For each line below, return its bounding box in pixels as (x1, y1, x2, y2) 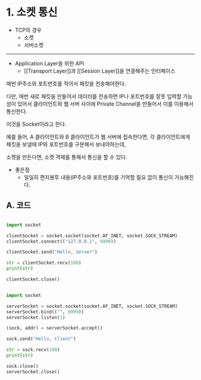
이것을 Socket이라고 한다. (6, 120, 67, 128)
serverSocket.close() (6, 369, 60, 375)
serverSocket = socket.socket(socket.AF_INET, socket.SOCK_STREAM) (6, 303, 178, 309)
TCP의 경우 (14, 26, 42, 34)
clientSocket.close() (6, 276, 60, 282)
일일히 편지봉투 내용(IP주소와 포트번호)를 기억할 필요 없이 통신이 (23, 173, 173, 180)
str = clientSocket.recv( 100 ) (6, 260, 82, 266)
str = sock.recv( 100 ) (6, 347, 60, 353)
